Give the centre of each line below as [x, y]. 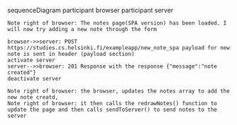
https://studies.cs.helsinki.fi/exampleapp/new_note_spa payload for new [119, 48]
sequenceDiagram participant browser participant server [90, 10]
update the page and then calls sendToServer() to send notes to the [112, 109]
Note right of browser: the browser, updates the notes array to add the [119, 91]
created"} [22, 73]
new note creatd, [33, 97]
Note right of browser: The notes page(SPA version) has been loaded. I [117, 23]
